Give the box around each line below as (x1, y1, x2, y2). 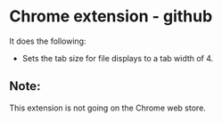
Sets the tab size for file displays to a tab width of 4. (21, 53, 214, 63)
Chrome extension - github (9, 6, 213, 27)
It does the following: (9, 36, 86, 46)
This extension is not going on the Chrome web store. (9, 102, 207, 113)
